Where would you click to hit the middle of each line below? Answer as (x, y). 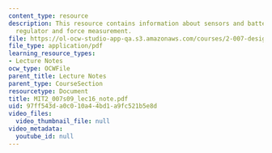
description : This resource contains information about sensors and (126, 23)
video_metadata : (36, 129)
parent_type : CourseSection (56, 83)
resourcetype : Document (49, 91)
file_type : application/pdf (56, 46)
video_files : (30, 114)
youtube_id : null (45, 136)
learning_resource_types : (52, 53)
